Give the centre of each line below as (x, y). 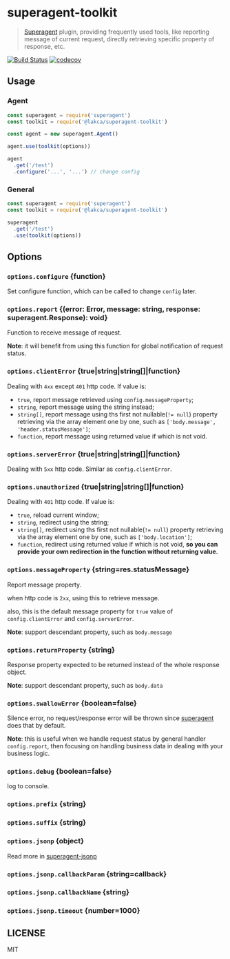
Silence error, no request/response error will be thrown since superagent (111, 718)
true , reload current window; (58, 515)
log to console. (28, 786)
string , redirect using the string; (63, 523)
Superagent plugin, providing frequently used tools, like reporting (117, 32)
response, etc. (44, 46)
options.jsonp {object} (46, 841)
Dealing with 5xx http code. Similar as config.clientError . (90, 469)
